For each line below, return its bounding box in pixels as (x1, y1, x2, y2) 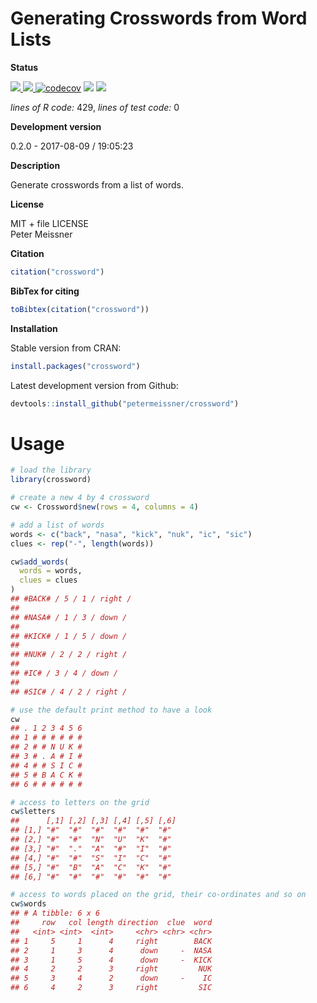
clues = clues (19, 575, 78, 586)
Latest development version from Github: (10, 379, 179, 391)
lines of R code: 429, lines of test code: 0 (10, 101, 180, 113)
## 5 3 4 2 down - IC (10, 973, 213, 984)
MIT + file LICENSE (10, 217, 89, 229)
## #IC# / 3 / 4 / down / (10, 668, 118, 678)
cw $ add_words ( (10, 557, 70, 567)
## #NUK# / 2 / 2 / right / (10, 650, 128, 660)
